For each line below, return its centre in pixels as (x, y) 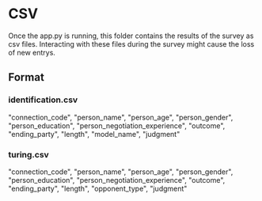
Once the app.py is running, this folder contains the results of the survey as (131, 36)
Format (27, 77)
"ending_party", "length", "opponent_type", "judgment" (98, 188)
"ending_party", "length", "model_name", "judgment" (94, 134)
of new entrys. (32, 52)
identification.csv (43, 100)
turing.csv (28, 154)
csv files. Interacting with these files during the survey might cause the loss (131, 44)
